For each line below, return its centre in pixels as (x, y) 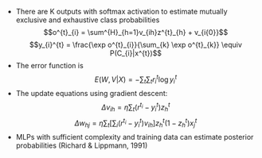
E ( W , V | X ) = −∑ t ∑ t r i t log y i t (136, 79)
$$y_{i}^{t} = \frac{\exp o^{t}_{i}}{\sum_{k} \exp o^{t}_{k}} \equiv (136, 44)
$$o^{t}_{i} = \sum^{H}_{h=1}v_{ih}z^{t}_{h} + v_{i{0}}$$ (136, 32)
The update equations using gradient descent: (92, 94)
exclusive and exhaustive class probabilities (88, 20)
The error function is (49, 66)
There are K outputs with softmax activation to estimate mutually (122, 12)
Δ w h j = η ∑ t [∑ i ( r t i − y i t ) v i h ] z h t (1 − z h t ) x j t (136, 123)
